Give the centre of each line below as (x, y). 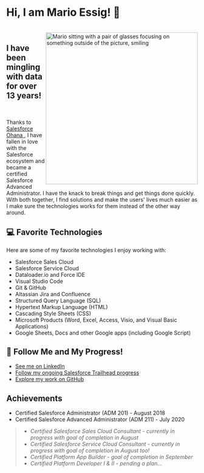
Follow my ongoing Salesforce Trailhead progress (77, 373)
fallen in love (22, 141)
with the (16, 148)
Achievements (34, 398)
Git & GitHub (31, 287)
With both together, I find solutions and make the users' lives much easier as (102, 199)
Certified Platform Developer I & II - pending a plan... (96, 463)
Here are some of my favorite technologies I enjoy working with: (87, 250)
